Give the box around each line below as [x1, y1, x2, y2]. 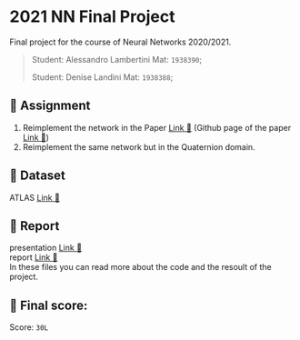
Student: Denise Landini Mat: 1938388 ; [31, 71, 174, 83]
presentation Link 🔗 [9, 243, 83, 254]
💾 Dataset [9, 168, 66, 184]
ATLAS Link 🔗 [9, 192, 61, 203]
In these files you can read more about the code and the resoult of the [9, 262, 273, 273]
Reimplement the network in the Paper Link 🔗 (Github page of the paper [22, 122, 292, 133]
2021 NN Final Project [9, 6, 175, 27]
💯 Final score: [9, 297, 88, 313]
